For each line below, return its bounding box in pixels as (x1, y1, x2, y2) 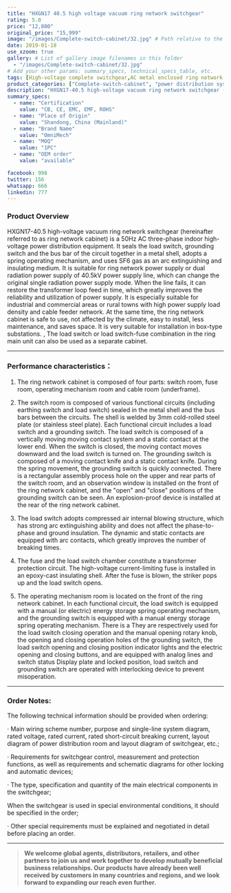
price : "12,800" (7, 23, 54, 30)
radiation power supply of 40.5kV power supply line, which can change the (7, 271, 220, 279)
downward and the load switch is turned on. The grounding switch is (16, 449, 212, 458)
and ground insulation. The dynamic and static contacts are (36, 528, 205, 537)
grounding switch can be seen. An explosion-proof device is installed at (16, 493, 221, 502)
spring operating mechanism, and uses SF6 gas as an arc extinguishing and (7, 256, 222, 265)
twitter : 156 (7, 176, 45, 183)
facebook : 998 (7, 169, 48, 176)
